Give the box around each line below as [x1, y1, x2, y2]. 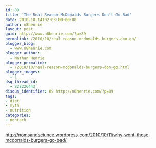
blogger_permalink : [5, 60, 47, 65]
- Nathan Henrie [10, 55, 45, 61]
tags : [5, 94, 17, 99]
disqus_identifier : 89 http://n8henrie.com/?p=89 [5, 88, 114, 94]
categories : [5, 113, 31, 118]
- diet [5, 98, 19, 103]
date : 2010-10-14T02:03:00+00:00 [5, 17, 77, 22]
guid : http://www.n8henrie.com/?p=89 [5, 31, 86, 36]
